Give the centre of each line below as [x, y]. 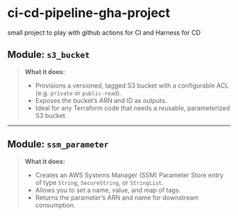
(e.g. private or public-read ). [78, 92]
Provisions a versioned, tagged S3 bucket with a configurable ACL [132, 85]
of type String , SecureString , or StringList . [100, 182]
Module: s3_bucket [49, 55]
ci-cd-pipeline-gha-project [89, 13]
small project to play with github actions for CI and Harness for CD [104, 32]
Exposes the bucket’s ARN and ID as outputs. [101, 100]
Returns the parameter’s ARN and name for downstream [117, 197]
